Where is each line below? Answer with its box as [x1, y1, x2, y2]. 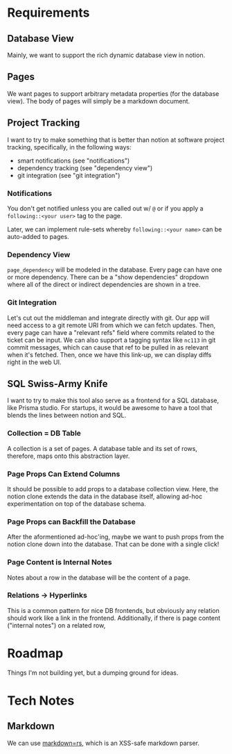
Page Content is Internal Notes [7, 557, 112, 567]
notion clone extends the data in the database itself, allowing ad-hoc [7, 492, 203, 500]
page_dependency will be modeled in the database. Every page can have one [7, 265, 222, 274]
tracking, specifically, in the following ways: [7, 142, 132, 151]
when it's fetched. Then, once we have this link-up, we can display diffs [7, 350, 212, 359]
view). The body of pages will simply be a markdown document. [7, 97, 190, 105]
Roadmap [7, 646, 64, 661]
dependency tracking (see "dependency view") [17, 163, 153, 172]
